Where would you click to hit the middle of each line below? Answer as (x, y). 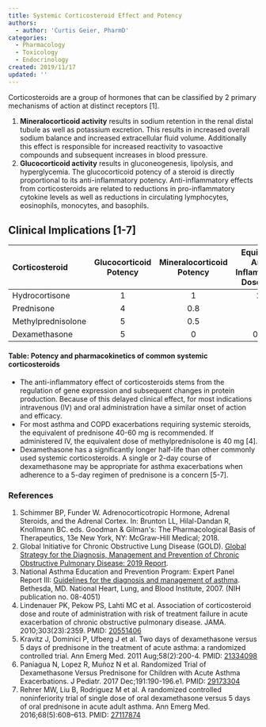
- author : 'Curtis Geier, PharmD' (72, 30)
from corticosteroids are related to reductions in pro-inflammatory (127, 188)
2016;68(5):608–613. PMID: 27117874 (80, 714)
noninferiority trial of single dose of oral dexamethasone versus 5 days (135, 698)
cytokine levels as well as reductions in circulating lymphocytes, (124, 197)
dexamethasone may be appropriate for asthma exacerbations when (131, 466)
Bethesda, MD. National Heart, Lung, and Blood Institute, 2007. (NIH (130, 588)
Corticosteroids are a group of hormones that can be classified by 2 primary (133, 97)
